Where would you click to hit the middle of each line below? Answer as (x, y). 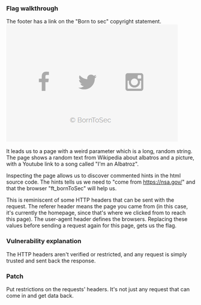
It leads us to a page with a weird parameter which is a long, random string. (99, 151)
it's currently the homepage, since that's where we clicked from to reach (96, 213)
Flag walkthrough (32, 8)
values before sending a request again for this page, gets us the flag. (91, 226)
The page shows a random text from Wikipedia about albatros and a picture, (100, 158)
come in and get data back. (40, 295)
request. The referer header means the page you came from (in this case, (97, 207)
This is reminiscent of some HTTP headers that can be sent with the (90, 200)
